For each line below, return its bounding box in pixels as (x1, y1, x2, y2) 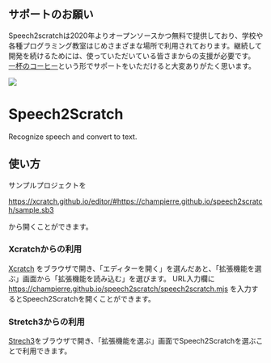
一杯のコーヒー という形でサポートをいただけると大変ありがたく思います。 (8, 61, 256, 70)
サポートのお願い (8, 7, 94, 22)
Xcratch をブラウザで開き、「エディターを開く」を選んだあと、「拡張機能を (8, 264, 255, 273)
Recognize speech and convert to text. (8, 132, 138, 141)
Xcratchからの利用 (8, 243, 83, 255)
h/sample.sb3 (8, 205, 54, 214)
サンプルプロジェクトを (8, 180, 87, 190)
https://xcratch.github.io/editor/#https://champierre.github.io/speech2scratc (8, 196, 263, 206)
